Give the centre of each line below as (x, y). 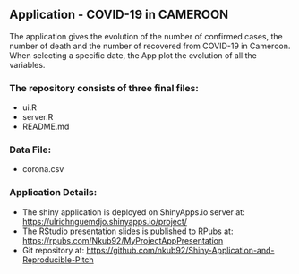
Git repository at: (53, 250)
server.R (38, 117)
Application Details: (53, 193)
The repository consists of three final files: (104, 88)
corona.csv (43, 169)
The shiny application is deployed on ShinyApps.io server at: (133, 212)
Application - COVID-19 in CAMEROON (119, 15)
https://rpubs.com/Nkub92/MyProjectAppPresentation (123, 240)
